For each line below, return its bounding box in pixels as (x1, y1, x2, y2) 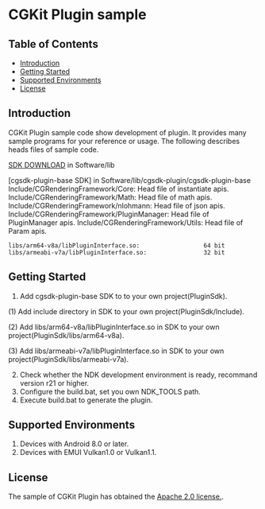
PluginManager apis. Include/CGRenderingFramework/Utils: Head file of (8, 217, 244, 227)
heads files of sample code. (8, 145, 99, 154)
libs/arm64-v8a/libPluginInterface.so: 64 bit (8, 241, 225, 250)
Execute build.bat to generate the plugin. (19, 395, 153, 405)
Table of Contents (8, 37, 99, 51)
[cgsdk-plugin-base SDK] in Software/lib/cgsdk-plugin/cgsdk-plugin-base (8, 175, 252, 185)
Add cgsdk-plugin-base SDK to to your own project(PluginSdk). (19, 291, 228, 301)
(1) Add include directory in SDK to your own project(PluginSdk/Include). (8, 306, 244, 316)
